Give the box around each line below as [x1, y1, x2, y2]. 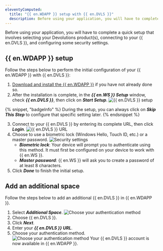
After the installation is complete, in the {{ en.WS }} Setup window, [12, 92, 147, 98]
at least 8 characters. [19, 163, 62, 169]
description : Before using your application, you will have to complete [9, 16, 160, 21]
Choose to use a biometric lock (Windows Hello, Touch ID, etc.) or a [12, 132, 148, 137]
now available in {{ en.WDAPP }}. [12, 241, 79, 246]
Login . [12, 126, 25, 132]
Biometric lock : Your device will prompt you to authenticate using [19, 142, 151, 148]
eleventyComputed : [5, 7, 42, 12]
